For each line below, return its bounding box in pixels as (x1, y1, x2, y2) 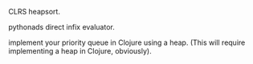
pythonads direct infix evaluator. (8, 22, 115, 31)
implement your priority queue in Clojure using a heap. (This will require (8, 38, 246, 47)
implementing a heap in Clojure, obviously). (8, 46, 152, 55)
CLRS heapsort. (8, 7, 60, 16)
